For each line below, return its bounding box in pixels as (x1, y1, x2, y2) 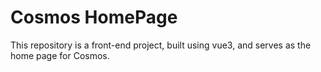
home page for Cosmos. (10, 49, 110, 61)
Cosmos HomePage (10, 6, 178, 29)
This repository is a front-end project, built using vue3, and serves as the (10, 39, 312, 51)
